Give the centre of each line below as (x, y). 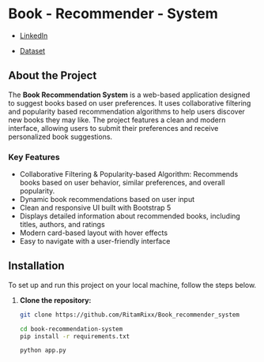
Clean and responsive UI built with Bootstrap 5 (95, 208)
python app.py (43, 351)
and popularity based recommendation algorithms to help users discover (126, 111)
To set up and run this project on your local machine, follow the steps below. (132, 285)
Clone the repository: (55, 300)
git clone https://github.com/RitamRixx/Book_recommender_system (129, 315)
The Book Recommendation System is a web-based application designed (129, 95)
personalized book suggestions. (60, 136)
